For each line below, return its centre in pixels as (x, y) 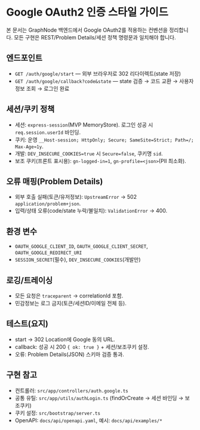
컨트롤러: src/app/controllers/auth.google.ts (71, 390)
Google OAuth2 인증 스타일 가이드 (87, 12)
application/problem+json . (48, 204)
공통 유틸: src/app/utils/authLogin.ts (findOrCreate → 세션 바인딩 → (99, 398)
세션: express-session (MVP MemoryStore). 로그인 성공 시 (84, 125)
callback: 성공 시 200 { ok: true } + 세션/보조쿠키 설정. (82, 346)
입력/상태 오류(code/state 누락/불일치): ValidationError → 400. (91, 211)
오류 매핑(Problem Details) (55, 181)
